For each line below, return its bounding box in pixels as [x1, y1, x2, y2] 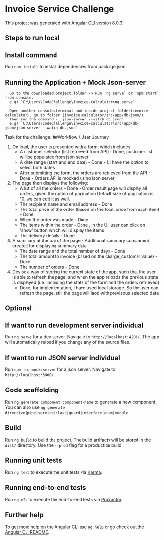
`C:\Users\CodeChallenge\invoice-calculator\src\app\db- [20, 121, 139, 126]
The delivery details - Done [19, 232, 75, 238]
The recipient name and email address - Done [19, 201, 112, 207]
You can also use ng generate [5, 404, 65, 410]
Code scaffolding [5, 386, 59, 394]
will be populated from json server [19, 154, 89, 160]
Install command [5, 51, 57, 59]
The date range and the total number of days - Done [19, 248, 126, 254]
